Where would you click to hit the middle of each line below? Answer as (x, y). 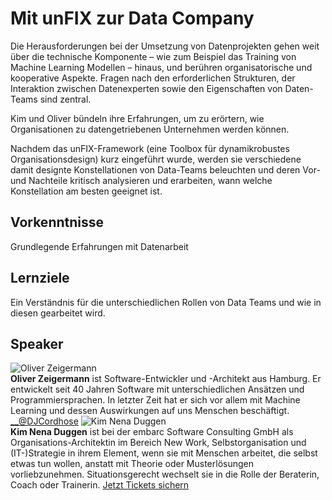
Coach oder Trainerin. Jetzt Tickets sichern (100, 485)
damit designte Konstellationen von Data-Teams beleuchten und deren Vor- (165, 169)
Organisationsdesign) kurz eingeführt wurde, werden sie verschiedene (156, 159)
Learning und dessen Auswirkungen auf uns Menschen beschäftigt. (150, 411)
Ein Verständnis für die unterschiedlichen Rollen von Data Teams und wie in (166, 302)
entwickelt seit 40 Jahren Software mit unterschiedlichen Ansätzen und (157, 389)
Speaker (37, 343)
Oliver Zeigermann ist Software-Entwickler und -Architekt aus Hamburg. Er (166, 379)
